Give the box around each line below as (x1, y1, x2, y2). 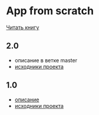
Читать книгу (6, 24, 39, 31)
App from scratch (6, 4, 94, 18)
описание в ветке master (14, 56, 78, 63)
